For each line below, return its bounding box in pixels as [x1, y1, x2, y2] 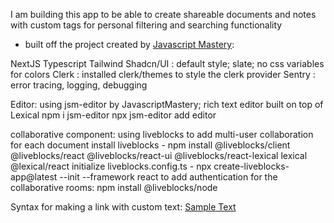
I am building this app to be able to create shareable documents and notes [10, 9, 317, 20]
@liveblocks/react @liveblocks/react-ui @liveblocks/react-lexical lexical [10, 150, 308, 161]
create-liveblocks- [213, 160, 290, 172]
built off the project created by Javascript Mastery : [24, 39, 235, 50]
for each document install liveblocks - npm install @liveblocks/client [10, 139, 291, 151]
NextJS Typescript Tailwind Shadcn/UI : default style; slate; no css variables [10, 58, 325, 69]
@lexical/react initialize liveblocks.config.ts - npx [10, 160, 212, 172]
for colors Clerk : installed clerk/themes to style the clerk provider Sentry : [10, 69, 316, 80]
